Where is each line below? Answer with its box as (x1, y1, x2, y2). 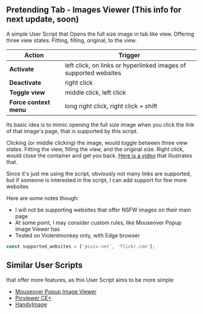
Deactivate (9, 78, 42, 87)
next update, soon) (6, 14, 79, 25)
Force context (9, 98, 50, 106)
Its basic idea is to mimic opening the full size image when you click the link (6, 121, 195, 128)
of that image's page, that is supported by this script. (6, 127, 138, 134)
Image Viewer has (14, 225, 60, 233)
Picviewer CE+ (14, 294, 52, 301)
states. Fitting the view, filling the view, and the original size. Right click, (6, 145, 184, 152)
